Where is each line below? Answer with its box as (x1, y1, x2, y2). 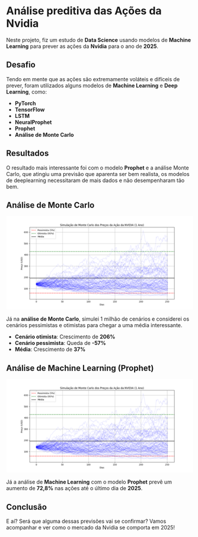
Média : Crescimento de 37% (14, 346, 86, 353)
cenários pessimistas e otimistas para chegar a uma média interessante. (6, 322, 183, 329)
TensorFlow (14, 106, 45, 113)
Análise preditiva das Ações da (6, 4, 162, 18)
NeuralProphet (14, 119, 52, 126)
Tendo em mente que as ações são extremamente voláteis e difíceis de (6, 75, 180, 82)
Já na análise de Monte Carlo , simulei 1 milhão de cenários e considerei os (6, 315, 190, 322)
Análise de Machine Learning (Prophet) (6, 363, 154, 373)
